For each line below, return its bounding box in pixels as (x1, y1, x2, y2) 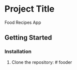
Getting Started (4, 34, 52, 42)
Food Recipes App (4, 19, 42, 25)
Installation (4, 48, 32, 55)
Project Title (4, 3, 55, 15)
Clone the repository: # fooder (11, 59, 72, 65)
